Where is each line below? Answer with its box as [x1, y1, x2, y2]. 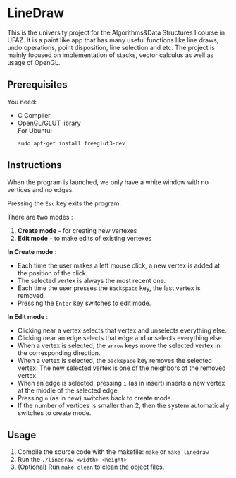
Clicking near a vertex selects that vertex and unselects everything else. [17, 326, 227, 335]
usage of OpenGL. [7, 58, 61, 66]
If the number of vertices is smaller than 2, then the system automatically [17, 401, 230, 410]
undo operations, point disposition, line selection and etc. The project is [7, 43, 215, 52]
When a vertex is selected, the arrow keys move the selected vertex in [17, 341, 221, 349]
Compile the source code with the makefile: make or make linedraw [17, 448, 209, 456]
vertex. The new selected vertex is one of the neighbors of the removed [17, 364, 226, 372]
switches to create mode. [17, 408, 92, 417]
